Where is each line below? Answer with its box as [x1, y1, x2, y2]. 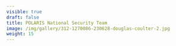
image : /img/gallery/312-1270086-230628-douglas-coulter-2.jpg [6, 25, 171, 32]
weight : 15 [6, 31, 34, 37]
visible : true [6, 8, 43, 15]
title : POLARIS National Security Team [6, 20, 108, 26]
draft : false [6, 14, 40, 20]
